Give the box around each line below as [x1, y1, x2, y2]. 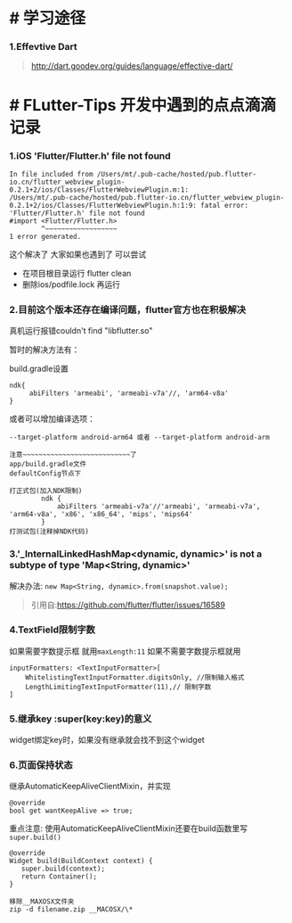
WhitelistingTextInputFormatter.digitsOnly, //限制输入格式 [25, 672, 245, 682]
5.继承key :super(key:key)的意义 [9, 713, 152, 725]
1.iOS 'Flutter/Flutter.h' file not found [9, 149, 171, 161]
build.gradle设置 [9, 363, 69, 375]
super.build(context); [20, 864, 105, 874]
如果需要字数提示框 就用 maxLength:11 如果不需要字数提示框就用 [9, 646, 241, 656]
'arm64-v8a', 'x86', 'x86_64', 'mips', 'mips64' [9, 510, 193, 519]
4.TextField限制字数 [9, 623, 96, 636]
